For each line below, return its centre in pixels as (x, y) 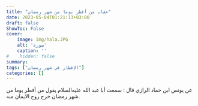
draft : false (22, 23)
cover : (14, 34)
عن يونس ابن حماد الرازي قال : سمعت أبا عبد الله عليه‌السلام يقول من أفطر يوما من (99, 90)
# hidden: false (31, 56)
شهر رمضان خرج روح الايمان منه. (43, 96)
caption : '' (32, 51)
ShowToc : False (25, 28)
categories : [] (25, 73)
